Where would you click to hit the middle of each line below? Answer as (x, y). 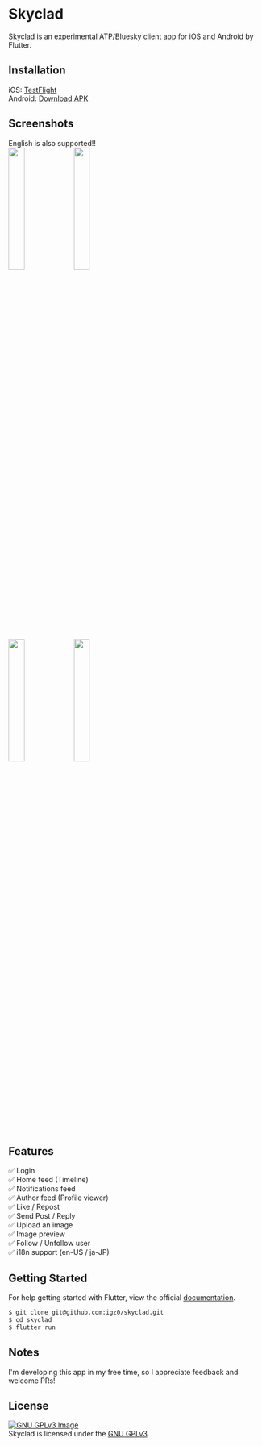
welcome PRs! (32, 1381)
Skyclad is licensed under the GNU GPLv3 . (79, 1434)
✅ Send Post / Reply (42, 1216)
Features (31, 1151)
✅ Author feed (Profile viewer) (58, 1198)
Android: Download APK (48, 98)
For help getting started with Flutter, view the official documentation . (122, 1298)
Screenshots (41, 124)
